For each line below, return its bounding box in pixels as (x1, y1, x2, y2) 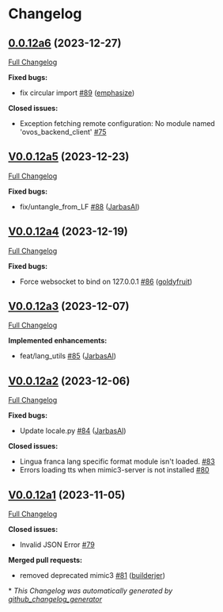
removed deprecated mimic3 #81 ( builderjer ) (19, 571, 166, 580)
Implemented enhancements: (8, 336, 108, 346)
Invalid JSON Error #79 (19, 540, 95, 549)
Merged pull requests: (8, 556, 83, 565)
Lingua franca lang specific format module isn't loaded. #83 (19, 457, 215, 466)
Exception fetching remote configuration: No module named (19, 119, 215, 128)
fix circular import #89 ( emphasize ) (19, 88, 135, 98)
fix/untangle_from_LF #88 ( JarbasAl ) (19, 201, 140, 211)
